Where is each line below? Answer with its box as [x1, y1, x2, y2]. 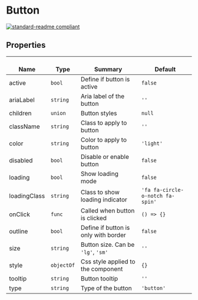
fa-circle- [153, 187, 184, 193]
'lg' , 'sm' [80, 247, 108, 256]
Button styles [80, 109, 117, 117]
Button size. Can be [80, 240, 135, 249]
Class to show [80, 188, 120, 196]
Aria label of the [80, 92, 125, 100]
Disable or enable [80, 152, 130, 161]
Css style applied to [80, 257, 136, 266]
